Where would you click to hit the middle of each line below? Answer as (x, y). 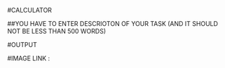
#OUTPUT (22, 45)
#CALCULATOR (30, 10)
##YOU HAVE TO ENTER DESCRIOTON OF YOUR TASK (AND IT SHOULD (113, 23)
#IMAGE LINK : (29, 58)
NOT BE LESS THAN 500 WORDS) (57, 31)
